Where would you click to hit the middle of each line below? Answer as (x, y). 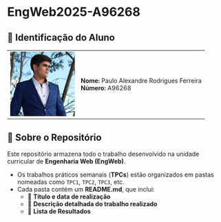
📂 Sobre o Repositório (54, 138)
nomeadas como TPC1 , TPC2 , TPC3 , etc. (71, 182)
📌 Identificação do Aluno (61, 38)
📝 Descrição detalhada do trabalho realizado (92, 204)
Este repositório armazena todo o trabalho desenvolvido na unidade (103, 154)
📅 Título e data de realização (69, 196)
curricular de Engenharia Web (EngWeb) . (66, 161)
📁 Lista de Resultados (59, 212)
